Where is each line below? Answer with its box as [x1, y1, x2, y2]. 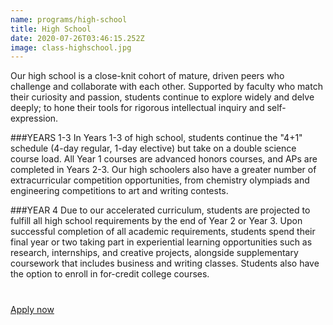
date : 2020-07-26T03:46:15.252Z [10, 33, 145, 43]
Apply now [10, 304, 55, 316]
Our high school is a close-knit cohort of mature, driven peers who [10, 70, 285, 82]
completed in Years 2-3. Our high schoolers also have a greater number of [10, 164, 317, 176]
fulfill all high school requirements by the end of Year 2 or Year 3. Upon [10, 215, 303, 227]
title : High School [10, 24, 92, 34]
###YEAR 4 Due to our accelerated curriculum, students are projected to [10, 204, 311, 216]
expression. [10, 112, 59, 125]
